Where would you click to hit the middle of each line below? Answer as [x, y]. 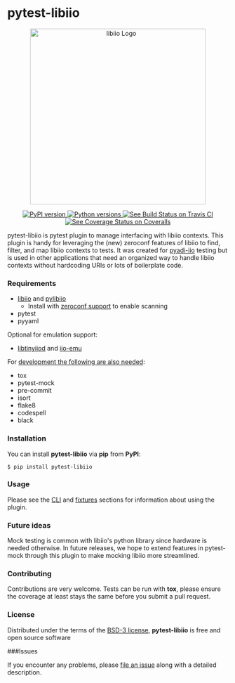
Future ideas [29, 525]
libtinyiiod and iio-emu [49, 349]
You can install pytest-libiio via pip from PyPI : [74, 454]
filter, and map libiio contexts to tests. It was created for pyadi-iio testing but [117, 250]
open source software [39, 637]
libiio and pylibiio [42, 299]
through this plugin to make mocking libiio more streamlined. [112, 556]
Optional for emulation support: [53, 334]
